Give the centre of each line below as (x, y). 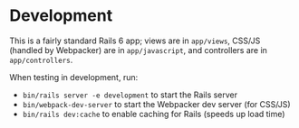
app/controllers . (41, 59)
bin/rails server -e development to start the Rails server (130, 95)
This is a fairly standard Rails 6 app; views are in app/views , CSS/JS (135, 41)
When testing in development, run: (74, 77)
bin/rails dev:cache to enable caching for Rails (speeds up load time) (154, 114)
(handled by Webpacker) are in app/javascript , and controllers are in (138, 50)
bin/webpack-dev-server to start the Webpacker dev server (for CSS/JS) (157, 104)
